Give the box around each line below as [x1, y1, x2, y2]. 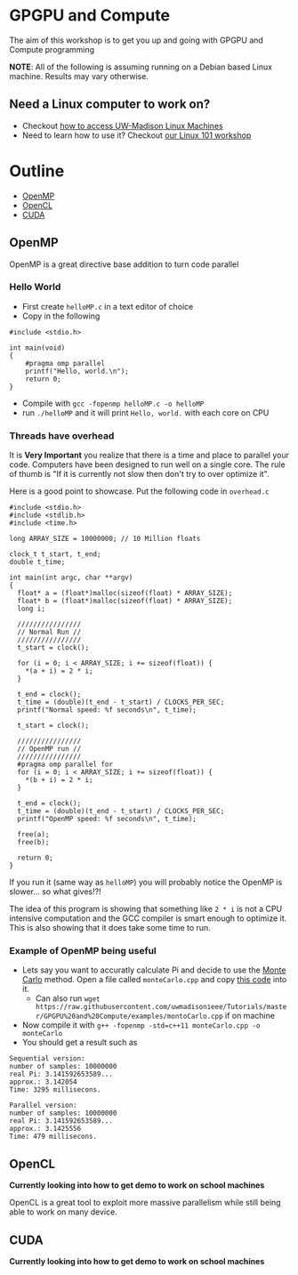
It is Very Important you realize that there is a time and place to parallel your [9, 450, 289, 461]
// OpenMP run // [17, 745, 82, 754]
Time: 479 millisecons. [9, 1132, 98, 1142]
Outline [9, 161, 65, 181]
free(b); [17, 838, 50, 847]
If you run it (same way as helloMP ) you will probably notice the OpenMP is [9, 877, 283, 888]
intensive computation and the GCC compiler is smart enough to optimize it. [9, 913, 287, 924]
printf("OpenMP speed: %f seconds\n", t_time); [17, 815, 197, 824]
